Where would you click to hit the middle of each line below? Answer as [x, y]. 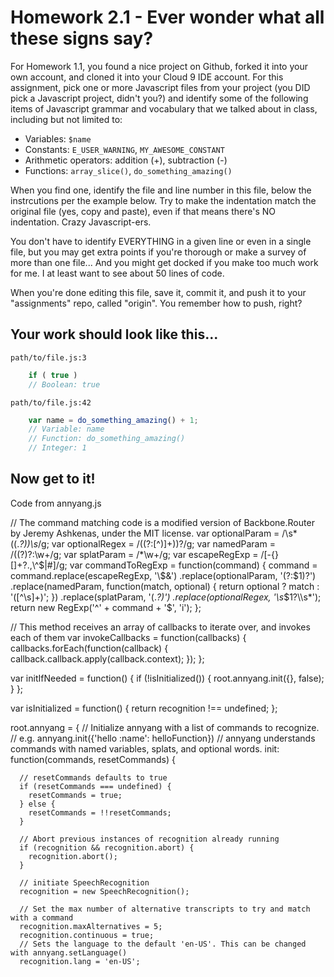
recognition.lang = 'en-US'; [80, 961]
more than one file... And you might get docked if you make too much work [164, 262]
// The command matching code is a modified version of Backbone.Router [162, 522]
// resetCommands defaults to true [93, 777]
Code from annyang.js [56, 503]
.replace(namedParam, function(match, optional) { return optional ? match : [165, 586]
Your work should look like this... [114, 334]
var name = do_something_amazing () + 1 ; [113, 420]
